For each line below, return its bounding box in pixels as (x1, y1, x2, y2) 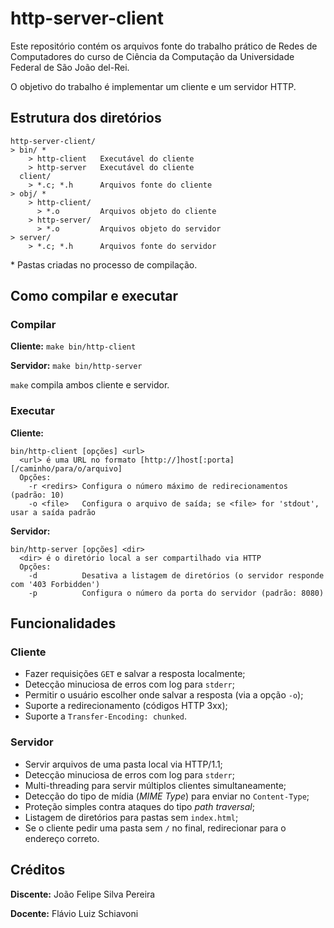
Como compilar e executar (10, 288, 178, 305)
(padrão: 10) (10, 490, 65, 500)
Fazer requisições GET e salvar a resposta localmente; (24, 668, 246, 680)
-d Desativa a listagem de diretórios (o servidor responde (28, 570, 325, 581)
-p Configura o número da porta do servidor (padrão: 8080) (28, 588, 325, 598)
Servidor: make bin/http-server (10, 360, 143, 372)
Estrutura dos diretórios (10, 110, 162, 127)
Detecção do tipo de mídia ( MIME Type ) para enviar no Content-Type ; (24, 790, 310, 802)
